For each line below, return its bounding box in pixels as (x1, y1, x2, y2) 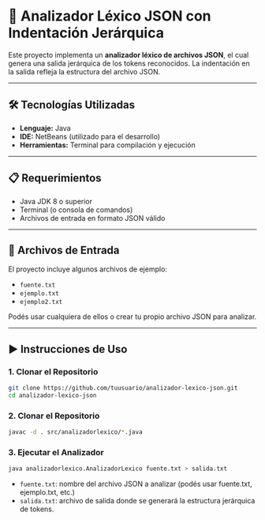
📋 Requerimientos (8, 172, 102, 185)
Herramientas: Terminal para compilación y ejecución (19, 140, 196, 150)
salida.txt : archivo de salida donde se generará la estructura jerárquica (19, 496, 256, 506)
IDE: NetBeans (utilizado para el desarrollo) (19, 131, 160, 141)
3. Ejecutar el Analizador (8, 446, 104, 457)
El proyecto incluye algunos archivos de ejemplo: (8, 264, 168, 274)
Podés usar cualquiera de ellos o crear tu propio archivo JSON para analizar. (8, 312, 257, 321)
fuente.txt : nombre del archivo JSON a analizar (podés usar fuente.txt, (19, 479, 252, 489)
